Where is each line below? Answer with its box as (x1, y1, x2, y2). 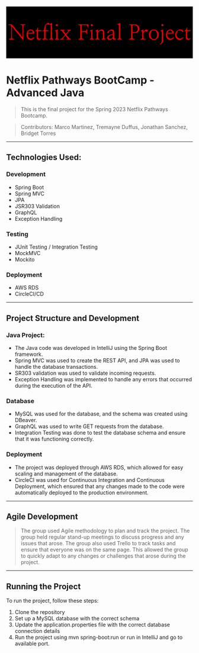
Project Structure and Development (6, 313, 140, 323)
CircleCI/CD (14, 291, 44, 298)
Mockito (14, 256, 35, 263)
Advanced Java (6, 86, 85, 99)
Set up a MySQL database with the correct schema (14, 615, 140, 622)
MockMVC (14, 249, 41, 256)
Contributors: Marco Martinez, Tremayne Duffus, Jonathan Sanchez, (20, 123, 188, 130)
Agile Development (6, 512, 78, 522)
